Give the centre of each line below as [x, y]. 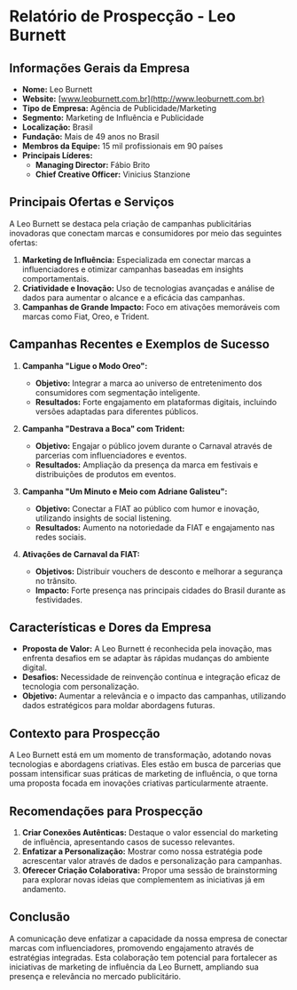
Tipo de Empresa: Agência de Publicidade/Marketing [119, 108]
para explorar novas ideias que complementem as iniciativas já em [144, 880]
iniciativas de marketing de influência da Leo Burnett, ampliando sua [134, 967]
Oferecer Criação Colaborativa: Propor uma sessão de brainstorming [149, 870]
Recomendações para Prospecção [106, 811]
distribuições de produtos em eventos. [106, 474]
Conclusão [40, 917]
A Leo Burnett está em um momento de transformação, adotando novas [141, 755]
